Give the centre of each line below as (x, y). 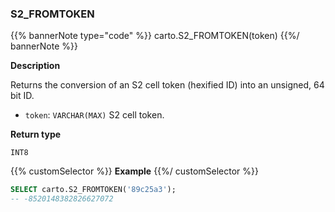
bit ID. (22, 96)
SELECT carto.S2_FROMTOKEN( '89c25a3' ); (93, 190)
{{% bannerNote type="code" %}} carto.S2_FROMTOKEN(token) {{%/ (155, 36)
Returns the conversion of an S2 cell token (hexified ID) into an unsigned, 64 (167, 85)
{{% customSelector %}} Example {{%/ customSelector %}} (135, 171)
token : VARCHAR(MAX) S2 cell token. (94, 115)
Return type (36, 134)
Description (35, 66)
